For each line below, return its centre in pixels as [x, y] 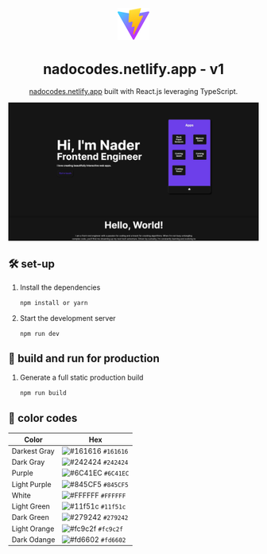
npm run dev [39, 334]
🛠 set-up [32, 264]
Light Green [31, 506]
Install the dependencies [60, 287]
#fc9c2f [110, 529]
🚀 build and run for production [84, 358]
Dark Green [30, 517]
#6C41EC [116, 474]
